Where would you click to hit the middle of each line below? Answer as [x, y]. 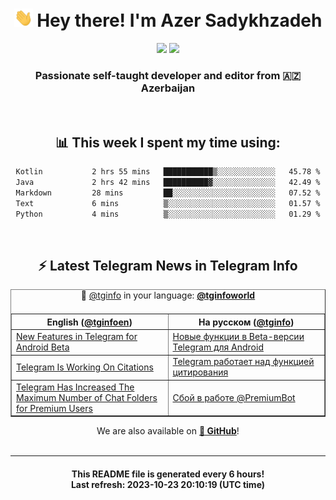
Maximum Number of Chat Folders [87, 397]
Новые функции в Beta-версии [238, 337]
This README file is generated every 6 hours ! [168, 474]
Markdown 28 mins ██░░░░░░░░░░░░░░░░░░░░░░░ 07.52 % [168, 193]
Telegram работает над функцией [243, 362]
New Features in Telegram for [77, 337]
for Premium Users [54, 408]
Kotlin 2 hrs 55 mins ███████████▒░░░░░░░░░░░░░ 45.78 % [168, 172]
